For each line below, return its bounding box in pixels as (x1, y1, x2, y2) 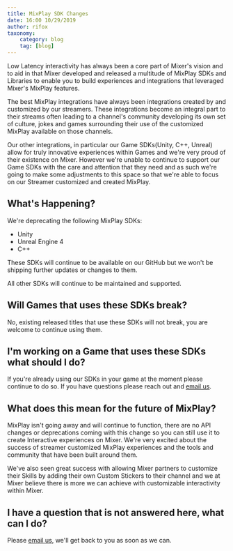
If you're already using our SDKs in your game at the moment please (7, 375, 203, 384)
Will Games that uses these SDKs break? (7, 299, 188, 311)
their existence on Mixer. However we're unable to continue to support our (7, 156, 220, 164)
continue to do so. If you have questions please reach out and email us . (7, 382, 212, 391)
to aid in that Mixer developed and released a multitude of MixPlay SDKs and (7, 69, 227, 77)
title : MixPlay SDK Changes (7, 10, 89, 17)
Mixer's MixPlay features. (7, 84, 80, 92)
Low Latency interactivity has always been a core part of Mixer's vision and (7, 62, 224, 70)
